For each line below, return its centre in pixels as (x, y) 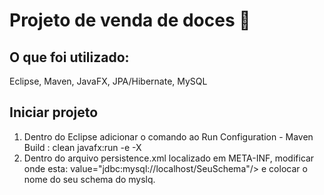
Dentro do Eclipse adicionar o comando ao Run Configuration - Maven (168, 136)
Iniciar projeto (54, 112)
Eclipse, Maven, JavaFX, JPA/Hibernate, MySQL (108, 81)
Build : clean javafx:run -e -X (82, 147)
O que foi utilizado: (69, 57)
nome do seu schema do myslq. (89, 179)
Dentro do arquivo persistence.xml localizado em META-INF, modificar (169, 158)
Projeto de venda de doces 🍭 (130, 20)
